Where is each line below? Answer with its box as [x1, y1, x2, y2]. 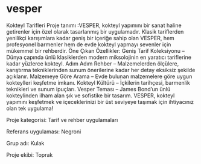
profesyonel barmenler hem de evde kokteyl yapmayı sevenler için [6, 41, 171, 48]
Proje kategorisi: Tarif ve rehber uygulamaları [6, 116, 118, 123]
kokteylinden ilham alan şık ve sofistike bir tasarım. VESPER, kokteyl [6, 92, 175, 99]
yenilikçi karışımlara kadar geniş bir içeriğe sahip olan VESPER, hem [6, 34, 175, 41]
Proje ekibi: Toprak [6, 151, 53, 158]
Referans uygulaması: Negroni [6, 128, 81, 135]
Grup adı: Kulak [6, 139, 45, 147]
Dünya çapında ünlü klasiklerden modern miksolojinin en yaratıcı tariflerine [6, 53, 192, 61]
